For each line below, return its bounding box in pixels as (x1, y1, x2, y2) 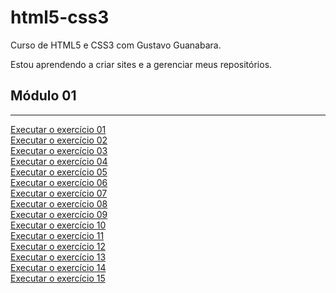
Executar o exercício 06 (10, 176, 108, 188)
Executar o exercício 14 (10, 261, 107, 273)
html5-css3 (10, 6, 110, 29)
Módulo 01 (10, 87, 77, 105)
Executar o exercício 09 (10, 208, 108, 220)
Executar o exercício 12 (10, 240, 106, 252)
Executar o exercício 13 (10, 251, 107, 263)
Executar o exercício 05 (10, 166, 108, 178)
